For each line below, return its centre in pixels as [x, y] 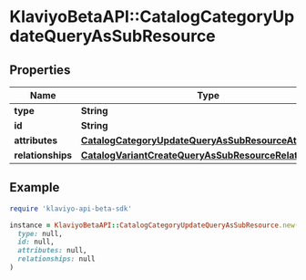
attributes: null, [53, 251]
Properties [40, 70]
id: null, [36, 242]
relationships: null [56, 259]
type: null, [41, 233]
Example [35, 187]
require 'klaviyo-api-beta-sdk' [71, 208]
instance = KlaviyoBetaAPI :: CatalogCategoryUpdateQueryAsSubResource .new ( [154, 225]
